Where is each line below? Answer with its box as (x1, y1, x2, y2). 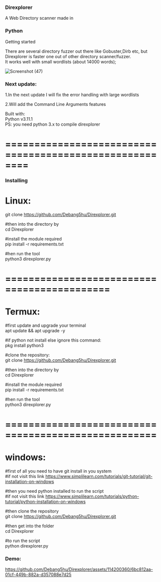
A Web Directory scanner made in (5, 15, 74, 21)
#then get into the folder (5, 523, 54, 529)
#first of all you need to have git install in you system (5, 468, 112, 474)
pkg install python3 (5, 342, 44, 348)
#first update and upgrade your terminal (5, 322, 86, 329)
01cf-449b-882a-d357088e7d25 (5, 572, 72, 578)
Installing (5, 177, 28, 184)
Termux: (5, 306, 40, 317)
